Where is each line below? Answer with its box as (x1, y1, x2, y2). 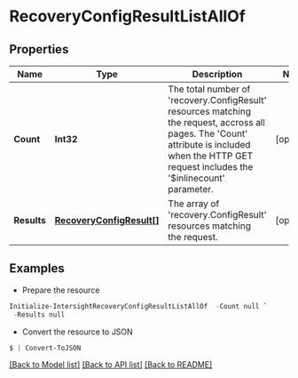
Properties (9, 42, 69, 57)
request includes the (168, 161, 254, 173)
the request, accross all (168, 117, 266, 128)
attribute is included (168, 139, 251, 150)
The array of (168, 197, 220, 210)
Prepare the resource (21, 285, 100, 295)
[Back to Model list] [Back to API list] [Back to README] (9, 359, 213, 370)
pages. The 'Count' (168, 127, 248, 140)
